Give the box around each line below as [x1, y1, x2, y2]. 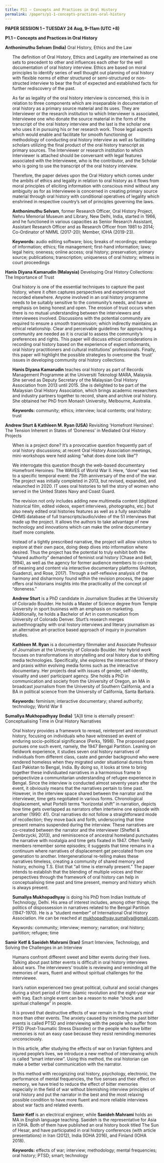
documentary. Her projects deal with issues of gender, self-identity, [12, 667, 149, 673]
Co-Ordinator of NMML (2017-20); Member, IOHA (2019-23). [12, 229, 135, 235]
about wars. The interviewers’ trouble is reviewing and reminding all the [12, 964, 157, 970]
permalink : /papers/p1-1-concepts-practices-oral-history [5, 12, 126, 17]
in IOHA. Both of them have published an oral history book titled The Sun [12, 1122, 159, 1128]
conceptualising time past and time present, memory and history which [12, 879, 156, 885]
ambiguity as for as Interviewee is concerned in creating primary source [12, 188, 158, 194]
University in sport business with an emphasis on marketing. [12, 606, 134, 612]
